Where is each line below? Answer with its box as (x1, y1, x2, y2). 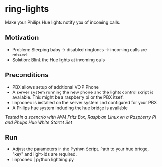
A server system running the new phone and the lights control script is (12, 89, 154, 95)
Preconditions (5, 71, 49, 79)
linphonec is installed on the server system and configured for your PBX (12, 99, 157, 105)
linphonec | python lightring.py (12, 157, 74, 163)
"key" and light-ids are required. (12, 151, 77, 157)
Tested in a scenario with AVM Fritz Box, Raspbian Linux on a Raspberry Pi (5, 114, 156, 120)
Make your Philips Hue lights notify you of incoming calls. (5, 19, 121, 25)
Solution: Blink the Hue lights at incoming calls (12, 57, 105, 63)
